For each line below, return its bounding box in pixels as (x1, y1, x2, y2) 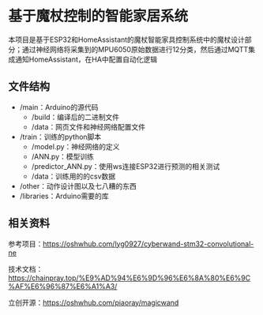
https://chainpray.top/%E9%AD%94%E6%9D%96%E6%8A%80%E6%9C (8, 273, 251, 283)
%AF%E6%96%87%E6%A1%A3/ (8, 281, 118, 291)
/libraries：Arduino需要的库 (19, 191, 109, 201)
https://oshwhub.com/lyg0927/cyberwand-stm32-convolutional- (43, 238, 254, 249)
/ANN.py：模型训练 (31, 152, 95, 161)
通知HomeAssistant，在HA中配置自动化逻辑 (14, 54, 158, 64)
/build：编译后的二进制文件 (31, 112, 120, 122)
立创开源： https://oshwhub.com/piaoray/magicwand (8, 298, 179, 307)
